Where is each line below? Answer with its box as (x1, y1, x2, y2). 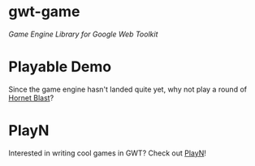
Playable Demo (8, 57, 112, 76)
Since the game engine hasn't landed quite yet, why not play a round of (8, 84, 248, 94)
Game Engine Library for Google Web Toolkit (8, 29, 158, 39)
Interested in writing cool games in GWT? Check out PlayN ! (8, 148, 207, 158)
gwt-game (8, 2, 80, 21)
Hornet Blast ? (8, 92, 54, 103)
